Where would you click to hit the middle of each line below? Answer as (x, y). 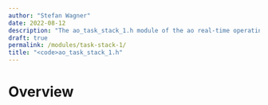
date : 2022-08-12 (37, 23)
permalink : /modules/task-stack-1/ (67, 45)
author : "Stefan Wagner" (49, 16)
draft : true (28, 38)
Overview (41, 92)
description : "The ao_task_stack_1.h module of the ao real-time (119, 30)
